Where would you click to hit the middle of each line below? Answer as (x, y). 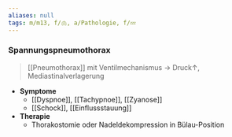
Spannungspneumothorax (59, 50)
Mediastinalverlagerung (66, 76)
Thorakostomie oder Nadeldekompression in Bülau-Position (128, 124)
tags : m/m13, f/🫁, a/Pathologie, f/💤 (72, 23)
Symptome (38, 91)
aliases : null (31, 15)
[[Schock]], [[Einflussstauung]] (81, 108)
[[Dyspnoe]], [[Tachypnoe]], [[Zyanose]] (97, 99)
